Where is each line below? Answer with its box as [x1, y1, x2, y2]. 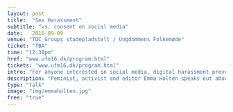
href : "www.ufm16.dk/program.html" [7, 56, 110, 63]
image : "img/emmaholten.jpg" [7, 88, 92, 95]
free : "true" [7, 95, 45, 102]
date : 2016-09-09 [7, 29, 64, 37]
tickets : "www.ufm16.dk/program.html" [7, 62, 119, 69]
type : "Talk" [7, 81, 45, 88]
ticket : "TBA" [7, 42, 49, 49]
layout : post [7, 10, 45, 17]
